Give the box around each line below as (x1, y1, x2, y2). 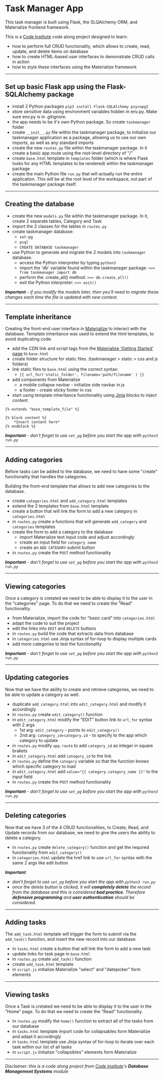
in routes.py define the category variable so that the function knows (12, 758, 149, 764)
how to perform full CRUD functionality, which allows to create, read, (12, 43, 150, 49)
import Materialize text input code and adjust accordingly (19, 534, 135, 540)
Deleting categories (5, 811, 67, 820)
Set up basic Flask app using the (5, 83, 106, 91)
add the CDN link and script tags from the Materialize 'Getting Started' (12, 345, 154, 352)
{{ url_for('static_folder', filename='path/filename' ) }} (19, 372, 144, 378)
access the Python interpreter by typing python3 (19, 259, 116, 265)
